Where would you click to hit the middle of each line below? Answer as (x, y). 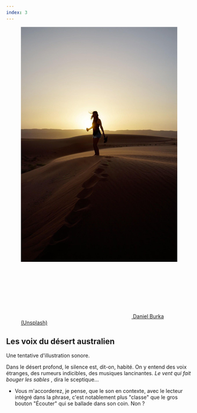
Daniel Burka (148, 317)
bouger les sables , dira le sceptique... (52, 380)
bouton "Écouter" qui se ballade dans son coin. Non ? (80, 404)
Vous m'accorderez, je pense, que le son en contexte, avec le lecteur (98, 391)
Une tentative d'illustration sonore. (48, 356)
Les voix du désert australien (60, 341)
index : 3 (17, 12)
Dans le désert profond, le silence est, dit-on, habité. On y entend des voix (96, 367)
